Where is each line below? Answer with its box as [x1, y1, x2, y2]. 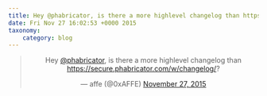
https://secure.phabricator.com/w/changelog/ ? [66, 64, 220, 74]
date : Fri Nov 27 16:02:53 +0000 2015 [8, 19, 137, 27]
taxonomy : [8, 26, 41, 34]
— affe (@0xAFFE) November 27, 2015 [80, 79, 207, 89]
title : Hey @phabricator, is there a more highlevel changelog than [8, 11, 240, 20]
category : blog [22, 33, 73, 42]
